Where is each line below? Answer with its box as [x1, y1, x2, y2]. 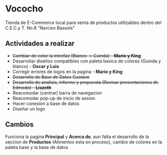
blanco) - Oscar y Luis [12, 63, 59, 69]
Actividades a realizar [5, 39, 75, 48]
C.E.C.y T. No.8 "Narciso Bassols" [5, 24, 75, 30]
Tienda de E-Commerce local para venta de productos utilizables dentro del [5, 19, 161, 25]
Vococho [5, 3, 43, 14]
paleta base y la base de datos [5, 144, 68, 150]
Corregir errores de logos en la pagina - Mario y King [12, 68, 123, 74]
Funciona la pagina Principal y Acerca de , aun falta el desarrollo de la [5, 133, 149, 139]
